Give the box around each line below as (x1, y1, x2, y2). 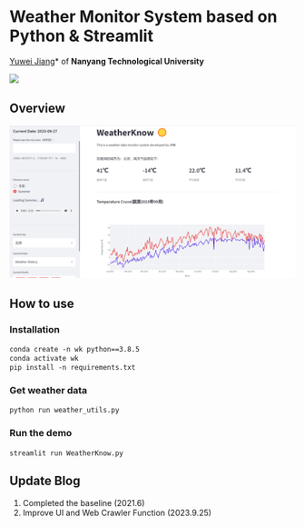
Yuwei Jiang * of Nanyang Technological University (9, 55, 204, 66)
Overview (9, 101, 66, 116)
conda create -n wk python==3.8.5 (9, 345, 141, 354)
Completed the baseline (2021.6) (22, 497, 145, 508)
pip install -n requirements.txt (9, 363, 136, 373)
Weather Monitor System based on (9, 6, 278, 27)
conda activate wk (9, 354, 79, 363)
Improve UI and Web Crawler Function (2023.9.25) (22, 507, 211, 518)
